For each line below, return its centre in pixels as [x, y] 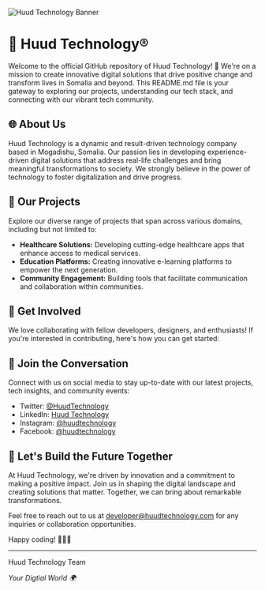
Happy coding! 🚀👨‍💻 [40, 539]
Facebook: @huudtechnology [67, 431]
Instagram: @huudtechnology [68, 423]
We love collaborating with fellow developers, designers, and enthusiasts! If [131, 330]
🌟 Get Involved [45, 311]
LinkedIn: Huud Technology [64, 415]
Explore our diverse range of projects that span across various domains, [125, 220]
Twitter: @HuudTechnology [64, 406]
